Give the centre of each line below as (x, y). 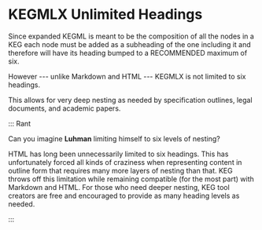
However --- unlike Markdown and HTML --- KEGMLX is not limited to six (127, 76)
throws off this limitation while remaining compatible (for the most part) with (131, 179)
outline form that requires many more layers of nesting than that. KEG (121, 170)
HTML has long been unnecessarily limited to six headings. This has (118, 154)
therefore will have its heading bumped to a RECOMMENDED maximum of (128, 53)
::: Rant (20, 123)
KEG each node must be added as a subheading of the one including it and (130, 44)
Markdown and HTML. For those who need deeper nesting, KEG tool (119, 187)
